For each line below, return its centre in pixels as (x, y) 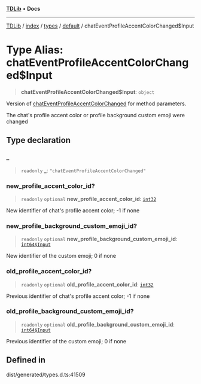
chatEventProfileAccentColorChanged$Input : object (88, 92)
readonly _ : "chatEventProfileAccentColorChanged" (83, 170)
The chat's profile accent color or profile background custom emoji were (96, 115)
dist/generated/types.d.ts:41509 (46, 374)
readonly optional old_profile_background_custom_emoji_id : (98, 324)
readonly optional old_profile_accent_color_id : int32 (87, 284)
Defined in (26, 360)
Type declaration (38, 140)
